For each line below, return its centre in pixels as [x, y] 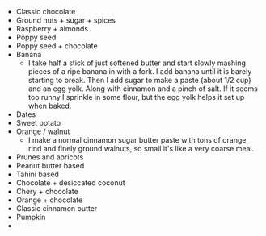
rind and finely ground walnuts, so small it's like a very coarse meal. [141, 149]
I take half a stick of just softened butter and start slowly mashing [137, 63]
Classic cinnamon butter [57, 208]
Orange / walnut [43, 131]
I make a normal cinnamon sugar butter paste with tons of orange [137, 140]
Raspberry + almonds [52, 29]
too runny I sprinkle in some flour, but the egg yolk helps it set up [136, 97]
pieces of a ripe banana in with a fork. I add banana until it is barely [140, 71]
